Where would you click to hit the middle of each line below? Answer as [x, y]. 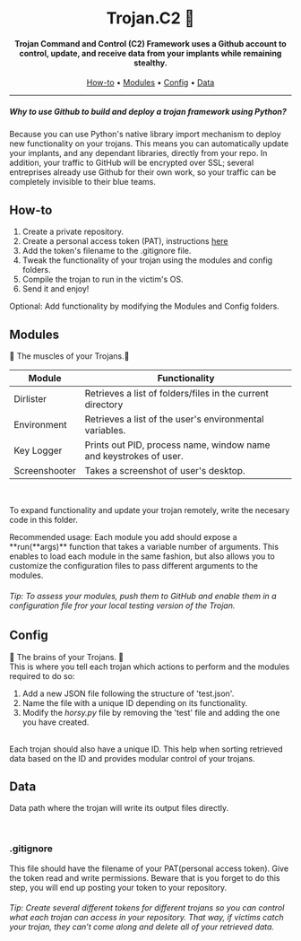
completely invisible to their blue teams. [83, 182]
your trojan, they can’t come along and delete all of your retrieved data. [142, 927]
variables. [105, 430]
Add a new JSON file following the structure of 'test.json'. [128, 693]
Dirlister [30, 398]
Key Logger [38, 450]
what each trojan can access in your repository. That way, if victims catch [146, 918]
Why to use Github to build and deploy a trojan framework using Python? [148, 111]
